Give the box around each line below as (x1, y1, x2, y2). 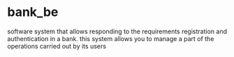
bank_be (7, 4, 59, 20)
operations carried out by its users (7, 42, 107, 50)
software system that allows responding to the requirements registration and (7, 27, 227, 35)
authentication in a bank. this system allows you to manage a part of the (7, 34, 214, 42)
